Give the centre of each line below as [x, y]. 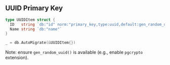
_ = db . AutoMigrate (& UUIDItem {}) [40, 43]
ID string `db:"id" [33, 24]
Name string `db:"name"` [36, 29]
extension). [17, 57]
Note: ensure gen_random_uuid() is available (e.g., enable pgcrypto [74, 52]
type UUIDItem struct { [30, 19]
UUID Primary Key [34, 8]
